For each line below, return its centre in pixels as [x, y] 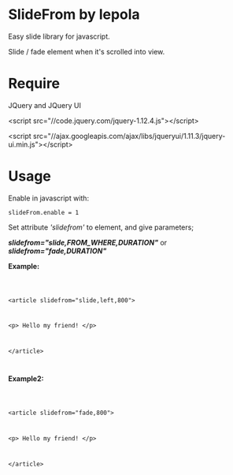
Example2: [26, 379]
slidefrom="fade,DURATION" [57, 251]
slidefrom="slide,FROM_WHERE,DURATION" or [88, 242]
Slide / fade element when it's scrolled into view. [87, 51]
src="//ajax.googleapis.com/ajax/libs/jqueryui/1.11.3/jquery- [129, 136]
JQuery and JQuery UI [44, 105]
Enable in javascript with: [48, 198]
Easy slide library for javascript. [59, 36]
